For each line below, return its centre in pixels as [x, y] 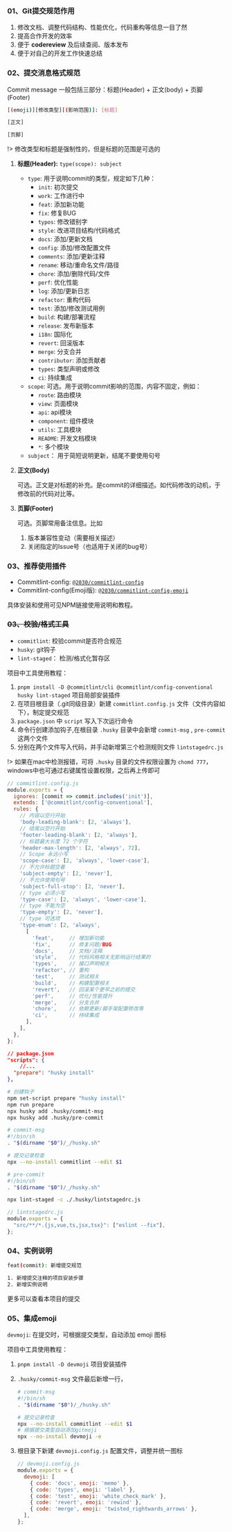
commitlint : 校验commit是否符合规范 [70, 641]
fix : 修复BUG [57, 213]
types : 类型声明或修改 [69, 369]
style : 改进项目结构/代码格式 [79, 231]
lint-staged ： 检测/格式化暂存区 [64, 658]
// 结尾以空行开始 [43, 828]
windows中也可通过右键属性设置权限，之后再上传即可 [84, 770]
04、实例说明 [30, 1251]
